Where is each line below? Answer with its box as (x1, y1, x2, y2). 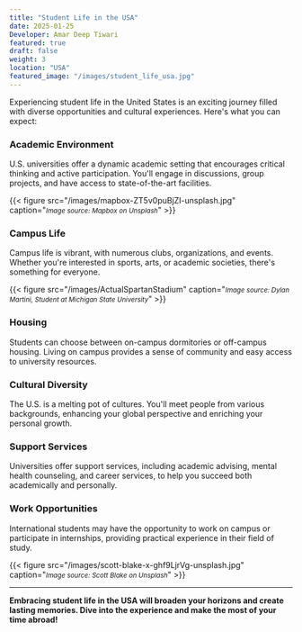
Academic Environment (9, 138, 114, 150)
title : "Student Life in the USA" (9, 13, 139, 23)
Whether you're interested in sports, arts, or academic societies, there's (9, 257, 276, 268)
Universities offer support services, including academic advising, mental (9, 461, 277, 472)
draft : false (9, 47, 58, 56)
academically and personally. (9, 480, 118, 491)
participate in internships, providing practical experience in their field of (9, 532, 274, 543)
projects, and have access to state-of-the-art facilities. (9, 177, 212, 189)
